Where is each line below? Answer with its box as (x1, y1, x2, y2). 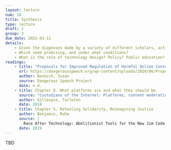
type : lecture (5, 21, 36, 27)
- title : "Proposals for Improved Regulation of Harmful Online (14, 64, 154, 69)
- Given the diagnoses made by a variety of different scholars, (14, 45, 156, 50)
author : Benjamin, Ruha (18, 111, 70, 117)
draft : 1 (5, 26, 24, 32)
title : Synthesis (5, 17, 42, 22)
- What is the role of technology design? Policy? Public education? (14, 54, 165, 60)
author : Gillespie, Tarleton (18, 97, 81, 102)
